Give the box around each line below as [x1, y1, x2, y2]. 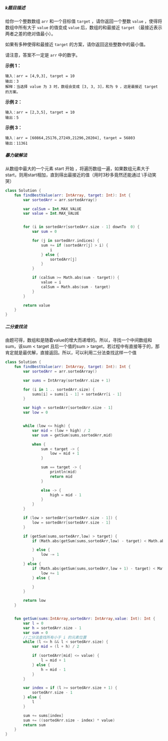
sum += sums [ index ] [23, 713, 64, 718]
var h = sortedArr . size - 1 [23, 625, 81, 630]
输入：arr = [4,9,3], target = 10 [5, 73, 75, 79]
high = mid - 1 [49, 492, 81, 498]
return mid [49, 474, 72, 479]
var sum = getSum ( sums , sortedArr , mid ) [31, 433, 113, 438]
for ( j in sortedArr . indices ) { [31, 238, 99, 243]
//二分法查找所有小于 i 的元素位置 [23, 635, 86, 640]
